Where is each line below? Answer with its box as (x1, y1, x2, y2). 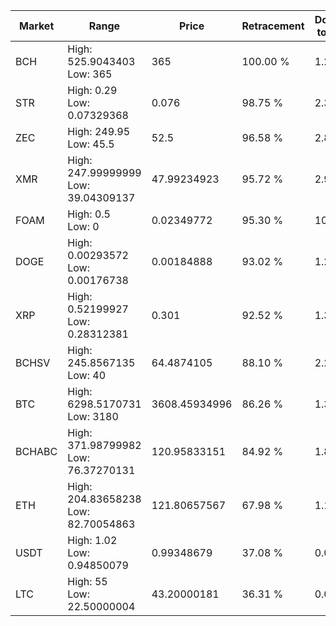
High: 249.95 (67, 125, 131, 138)
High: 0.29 (67, 84, 118, 97)
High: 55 (67, 575, 108, 588)
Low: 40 (67, 369, 107, 382)
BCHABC (15, 445, 58, 458)
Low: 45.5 (67, 137, 115, 151)
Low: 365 (67, 67, 113, 81)
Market (18, 19, 55, 33)
